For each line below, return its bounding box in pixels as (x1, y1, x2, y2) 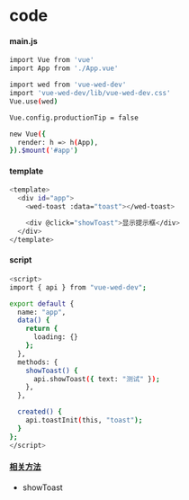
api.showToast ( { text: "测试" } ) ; (32, 374, 160, 383)
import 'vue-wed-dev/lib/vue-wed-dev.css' (9, 89, 171, 98)
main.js (9, 35, 38, 46)
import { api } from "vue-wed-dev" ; (9, 282, 147, 292)
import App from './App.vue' (9, 64, 119, 73)
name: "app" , (17, 308, 67, 317)
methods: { (17, 357, 58, 367)
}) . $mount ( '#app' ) (9, 146, 78, 156)
